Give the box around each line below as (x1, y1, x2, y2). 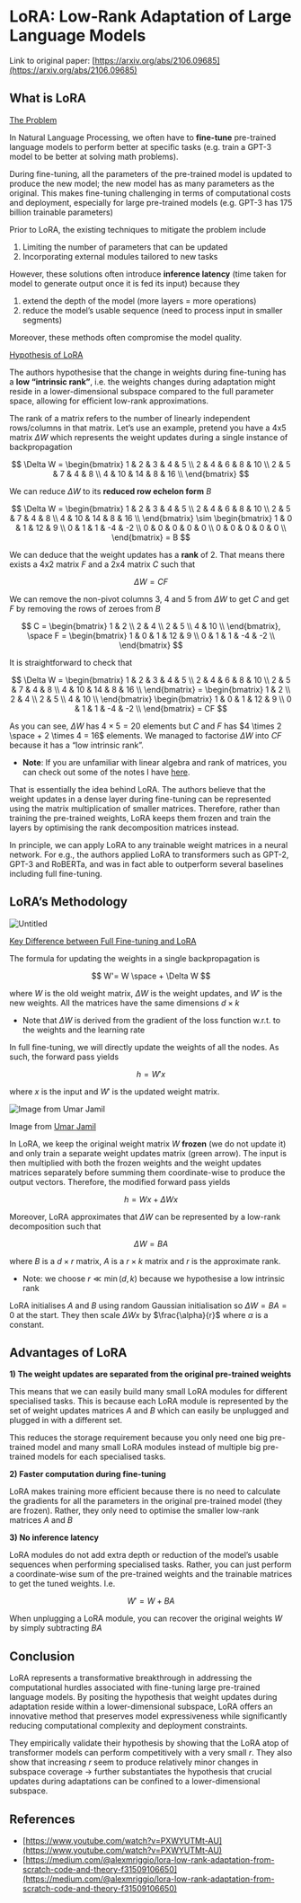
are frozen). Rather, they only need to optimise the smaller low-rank (9, 1505, 260, 1516)
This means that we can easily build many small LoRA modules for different (9, 1386, 288, 1397)
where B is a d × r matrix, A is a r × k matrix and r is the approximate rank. (9, 1255, 281, 1266)
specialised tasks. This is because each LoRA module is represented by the (9, 1395, 289, 1407)
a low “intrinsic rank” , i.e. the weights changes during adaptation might (9, 376, 276, 387)
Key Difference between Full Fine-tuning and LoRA (9, 935, 197, 946)
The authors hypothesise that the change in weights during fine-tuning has (9, 367, 287, 377)
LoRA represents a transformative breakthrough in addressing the (9, 1673, 252, 1684)
